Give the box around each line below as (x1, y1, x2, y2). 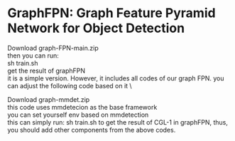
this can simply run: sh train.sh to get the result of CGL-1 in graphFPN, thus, (7, 117, 229, 126)
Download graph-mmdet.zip (7, 95, 90, 104)
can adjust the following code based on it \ (7, 81, 133, 90)
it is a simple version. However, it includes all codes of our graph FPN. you (7, 73, 224, 83)
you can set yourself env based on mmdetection (7, 110, 149, 119)
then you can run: (7, 51, 59, 60)
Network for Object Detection (7, 20, 185, 36)
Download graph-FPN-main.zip (7, 43, 99, 52)
